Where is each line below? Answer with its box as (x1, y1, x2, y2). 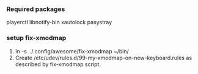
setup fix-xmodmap (6, 34, 67, 42)
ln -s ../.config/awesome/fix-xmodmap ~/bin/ (15, 47, 130, 55)
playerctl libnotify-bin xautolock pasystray (6, 19, 112, 26)
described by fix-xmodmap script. (15, 60, 101, 68)
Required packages (6, 5, 65, 13)
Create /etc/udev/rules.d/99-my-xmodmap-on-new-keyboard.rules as (15, 54, 193, 61)
